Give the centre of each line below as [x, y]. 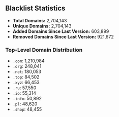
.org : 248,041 [27, 66]
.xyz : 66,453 [26, 83]
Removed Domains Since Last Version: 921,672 [63, 36]
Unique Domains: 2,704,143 [42, 26]
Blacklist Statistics [35, 8]
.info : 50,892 [27, 99]
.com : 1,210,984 [28, 61]
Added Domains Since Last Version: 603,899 [61, 31]
